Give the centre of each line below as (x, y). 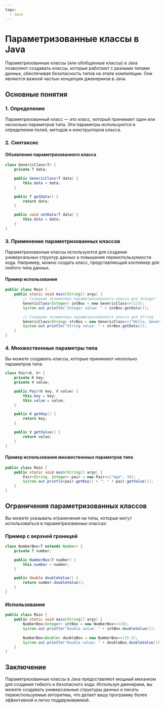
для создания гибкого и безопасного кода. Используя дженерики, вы (79, 684)
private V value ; (32, 382)
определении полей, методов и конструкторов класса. (63, 130)
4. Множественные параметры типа (51, 348)
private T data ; (31, 170)
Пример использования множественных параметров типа (69, 457)
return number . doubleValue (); (54, 583)
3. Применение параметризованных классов (63, 241)
